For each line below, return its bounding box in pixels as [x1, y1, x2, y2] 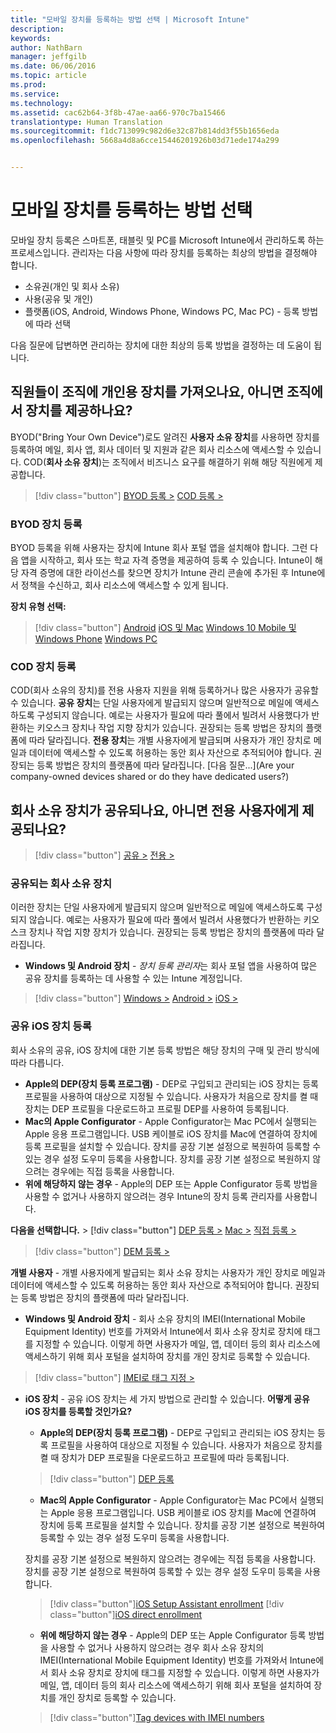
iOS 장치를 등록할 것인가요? [24, 1405, 133, 1417]
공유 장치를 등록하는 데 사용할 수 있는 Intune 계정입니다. [24, 972, 243, 985]
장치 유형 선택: [10, 601, 67, 613]
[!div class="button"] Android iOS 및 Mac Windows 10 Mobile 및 [34, 622, 297, 634]
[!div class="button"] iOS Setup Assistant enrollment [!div [49, 1597, 285, 1610]
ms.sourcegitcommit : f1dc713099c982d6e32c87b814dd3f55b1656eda [10, 126, 280, 136]
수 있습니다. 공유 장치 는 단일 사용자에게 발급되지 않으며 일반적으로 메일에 [10, 697, 293, 709]
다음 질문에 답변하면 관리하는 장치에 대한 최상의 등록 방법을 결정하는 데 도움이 [10, 339, 312, 351]
